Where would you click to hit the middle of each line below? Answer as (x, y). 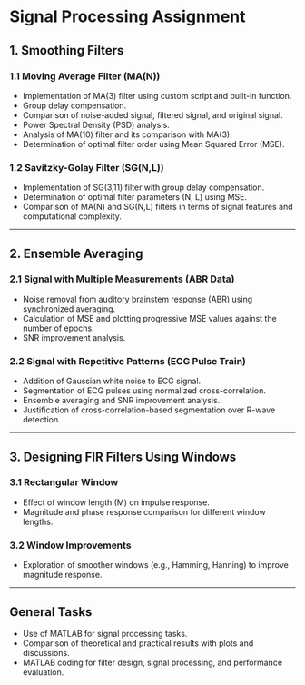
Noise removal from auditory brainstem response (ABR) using (138, 299)
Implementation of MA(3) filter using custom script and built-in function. (157, 95)
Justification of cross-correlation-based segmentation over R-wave (149, 410)
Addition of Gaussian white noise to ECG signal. (112, 381)
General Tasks (51, 612)
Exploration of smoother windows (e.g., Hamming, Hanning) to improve (155, 565)
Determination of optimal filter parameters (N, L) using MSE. (135, 197)
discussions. (46, 652)
